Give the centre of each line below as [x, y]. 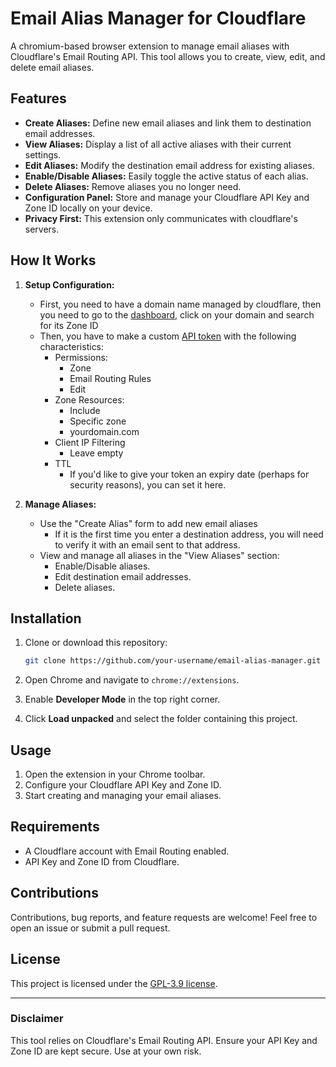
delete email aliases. [52, 67]
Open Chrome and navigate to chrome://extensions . [132, 680]
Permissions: [81, 357]
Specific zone [98, 421]
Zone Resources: [89, 399]
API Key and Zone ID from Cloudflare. [102, 861]
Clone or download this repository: [96, 643]
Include [85, 410]
